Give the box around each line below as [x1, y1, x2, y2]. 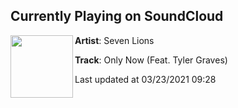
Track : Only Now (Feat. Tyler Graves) [74, 54, 228, 66]
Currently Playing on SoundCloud [10, 8, 224, 25]
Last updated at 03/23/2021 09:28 [74, 73, 217, 85]
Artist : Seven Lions [74, 34, 155, 46]
